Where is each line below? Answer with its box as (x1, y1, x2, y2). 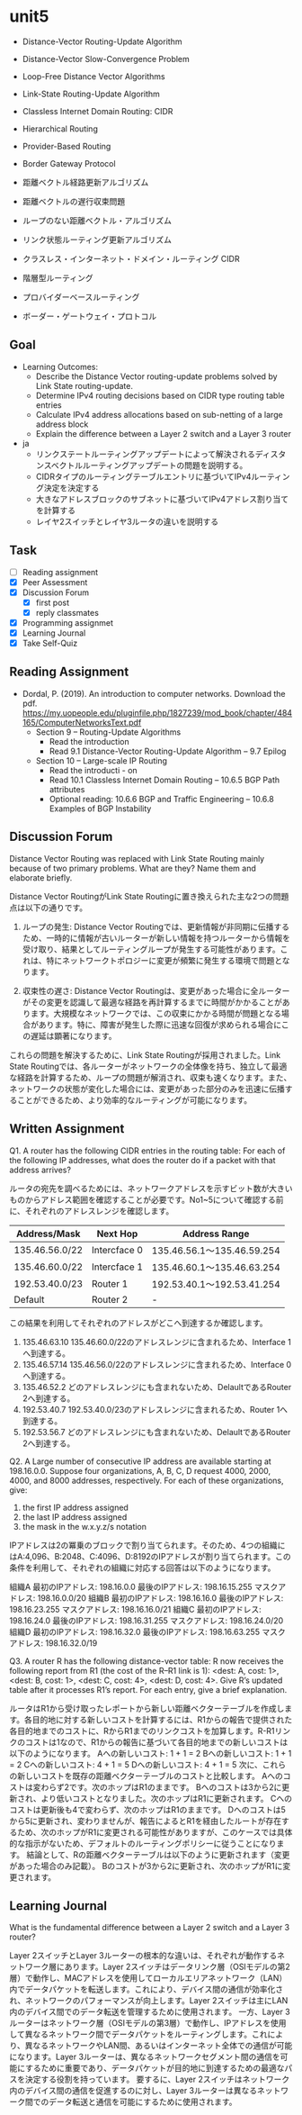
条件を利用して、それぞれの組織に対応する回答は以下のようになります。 (9, 1562, 276, 1573)
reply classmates (35, 607, 99, 618)
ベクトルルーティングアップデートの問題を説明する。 (50, 459, 248, 470)
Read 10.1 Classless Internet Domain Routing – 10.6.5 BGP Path (49, 774, 280, 785)
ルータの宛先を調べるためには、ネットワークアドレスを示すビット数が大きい (9, 1182, 293, 1194)
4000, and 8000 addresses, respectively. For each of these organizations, (9, 1475, 285, 1486)
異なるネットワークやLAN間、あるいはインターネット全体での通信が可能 (24, 2040, 293, 2051)
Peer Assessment (22, 576, 88, 587)
